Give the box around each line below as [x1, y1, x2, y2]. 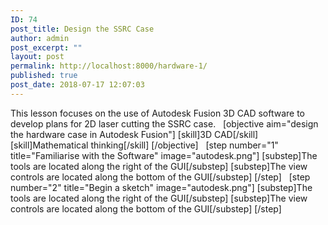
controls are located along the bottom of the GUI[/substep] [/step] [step [10, 171, 311, 183]
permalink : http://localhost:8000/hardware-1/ [10, 61, 208, 71]
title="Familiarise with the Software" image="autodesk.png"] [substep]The [10, 149, 318, 161]
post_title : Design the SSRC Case [10, 24, 155, 34]
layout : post [10, 52, 65, 62]
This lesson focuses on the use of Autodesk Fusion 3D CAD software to [10, 107, 306, 119]
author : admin [10, 33, 70, 43]
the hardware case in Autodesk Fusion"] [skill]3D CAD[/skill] [10, 128, 259, 140]
